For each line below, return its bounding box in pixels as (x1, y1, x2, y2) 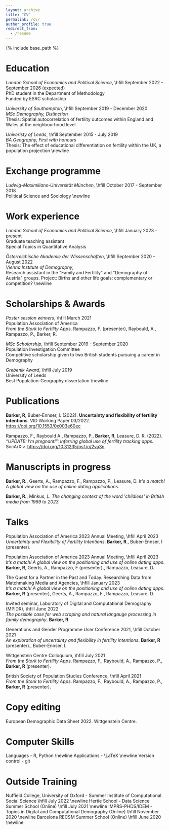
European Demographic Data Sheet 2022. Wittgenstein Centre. (6, 718, 137, 724)
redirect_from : (6, 26, 38, 31)
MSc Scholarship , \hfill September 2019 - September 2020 (6, 341, 129, 347)
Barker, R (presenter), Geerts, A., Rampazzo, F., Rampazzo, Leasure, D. (6, 590, 155, 596)
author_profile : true (6, 21, 52, 27)
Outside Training (6, 776, 77, 787)
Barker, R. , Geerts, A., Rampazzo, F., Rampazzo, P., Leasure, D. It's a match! (6, 478, 165, 484)
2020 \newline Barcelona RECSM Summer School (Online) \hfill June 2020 (6, 814, 161, 820)
